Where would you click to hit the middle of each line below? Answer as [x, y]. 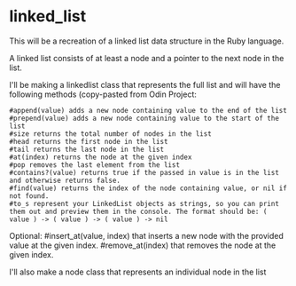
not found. [29, 196]
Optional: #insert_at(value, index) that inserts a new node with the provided [146, 235]
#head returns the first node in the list [89, 141]
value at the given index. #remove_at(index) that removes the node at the [143, 245]
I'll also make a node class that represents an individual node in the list [138, 272]
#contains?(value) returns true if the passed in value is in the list [144, 172]
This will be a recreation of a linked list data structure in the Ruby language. [147, 41]
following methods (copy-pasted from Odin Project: [103, 94]
